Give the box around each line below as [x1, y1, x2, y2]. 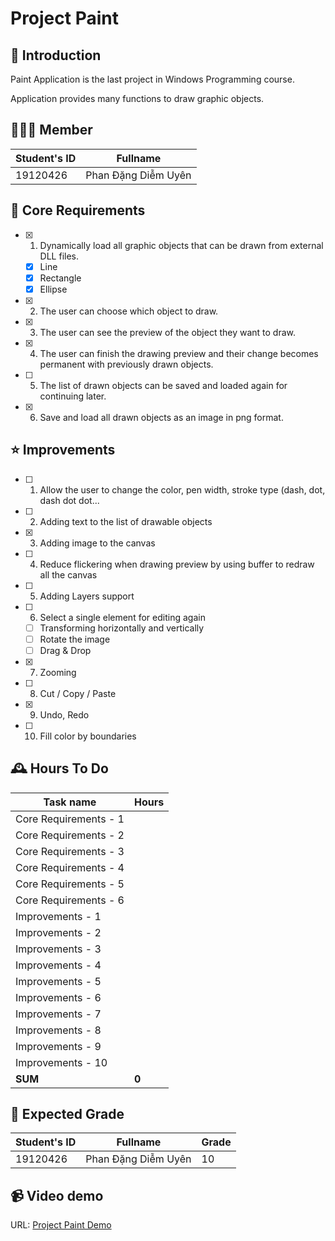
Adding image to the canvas [39, 537, 156, 549]
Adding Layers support [39, 590, 135, 602]
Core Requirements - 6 [15, 893, 125, 907]
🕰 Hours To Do [10, 760, 109, 777]
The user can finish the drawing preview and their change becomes [39, 347, 319, 359]
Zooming [39, 666, 77, 678]
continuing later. [39, 390, 107, 402]
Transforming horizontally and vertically [39, 622, 205, 634]
